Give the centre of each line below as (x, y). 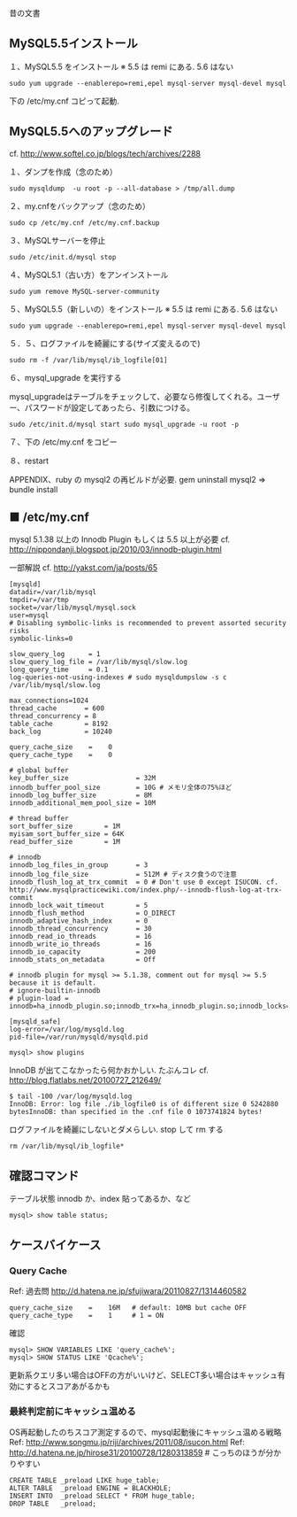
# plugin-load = (39, 999)
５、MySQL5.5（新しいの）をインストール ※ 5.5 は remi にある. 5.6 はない (144, 309)
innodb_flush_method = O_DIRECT (92, 913)
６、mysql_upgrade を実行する (65, 377)
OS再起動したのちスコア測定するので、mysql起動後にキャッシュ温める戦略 (145, 1432)
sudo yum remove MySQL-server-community (85, 291)
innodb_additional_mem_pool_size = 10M (83, 803)
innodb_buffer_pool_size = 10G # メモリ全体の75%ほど (121, 788)
